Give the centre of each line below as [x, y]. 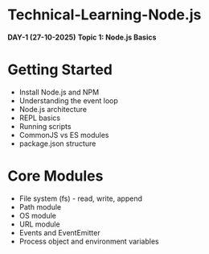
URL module [40, 224]
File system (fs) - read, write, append [80, 198]
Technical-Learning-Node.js [104, 15]
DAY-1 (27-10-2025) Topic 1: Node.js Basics [82, 37]
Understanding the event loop [68, 100]
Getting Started [60, 70]
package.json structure [57, 144]
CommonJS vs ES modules [64, 135]
